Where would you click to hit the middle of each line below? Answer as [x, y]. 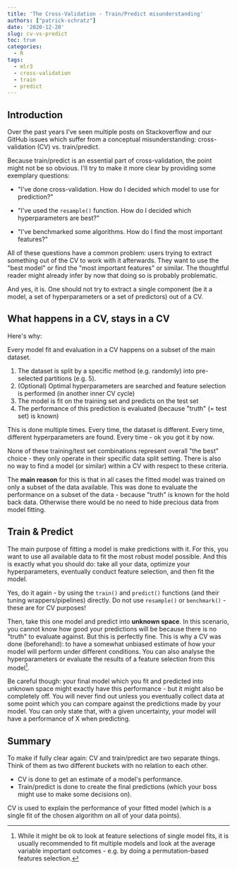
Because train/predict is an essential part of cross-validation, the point [110, 161]
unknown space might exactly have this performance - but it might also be [115, 689]
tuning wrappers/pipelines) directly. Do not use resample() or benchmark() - [117, 600]
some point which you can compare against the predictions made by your [114, 704]
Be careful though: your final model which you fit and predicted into [105, 681]
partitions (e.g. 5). [71, 378]
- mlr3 [23, 66]
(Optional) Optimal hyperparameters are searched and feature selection [122, 385]
